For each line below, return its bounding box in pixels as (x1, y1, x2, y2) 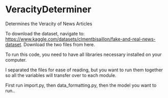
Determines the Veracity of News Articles (5, 21, 92, 27)
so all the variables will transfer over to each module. (5, 72, 116, 78)
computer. (5, 56, 27, 63)
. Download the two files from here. (21, 41, 95, 47)
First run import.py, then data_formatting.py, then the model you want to (5, 82, 157, 88)
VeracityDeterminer (5, 4, 91, 15)
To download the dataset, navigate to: (5, 30, 85, 36)
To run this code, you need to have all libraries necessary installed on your (5, 51, 162, 57)
